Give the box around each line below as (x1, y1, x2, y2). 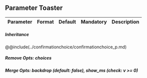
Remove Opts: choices (5, 55, 52, 61)
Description (111, 18, 140, 25)
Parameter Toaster (5, 4, 63, 12)
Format (37, 18, 55, 25)
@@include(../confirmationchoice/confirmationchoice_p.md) (5, 44, 127, 50)
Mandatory (80, 18, 107, 25)
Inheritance (5, 32, 29, 38)
